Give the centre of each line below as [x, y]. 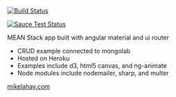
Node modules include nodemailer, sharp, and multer [93, 73]
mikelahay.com [29, 86]
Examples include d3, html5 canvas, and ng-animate [92, 65]
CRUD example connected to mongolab [73, 51]
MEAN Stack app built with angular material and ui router [88, 37]
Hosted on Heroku [43, 58]
